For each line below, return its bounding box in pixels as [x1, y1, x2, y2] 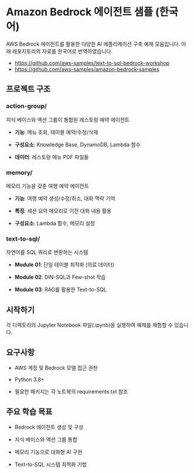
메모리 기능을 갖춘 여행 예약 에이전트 [6, 182, 89, 189]
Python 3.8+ [14, 376, 45, 383]
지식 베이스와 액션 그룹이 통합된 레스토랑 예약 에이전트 [6, 116, 130, 123]
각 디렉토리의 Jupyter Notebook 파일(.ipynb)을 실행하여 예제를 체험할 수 [6, 321, 173, 328]
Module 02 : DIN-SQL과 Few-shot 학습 [14, 273, 106, 281]
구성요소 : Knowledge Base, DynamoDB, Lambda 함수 [14, 141, 141, 148]
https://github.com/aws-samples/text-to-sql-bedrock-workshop [14, 59, 170, 66]
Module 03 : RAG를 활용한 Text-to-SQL [14, 286, 107, 293]
